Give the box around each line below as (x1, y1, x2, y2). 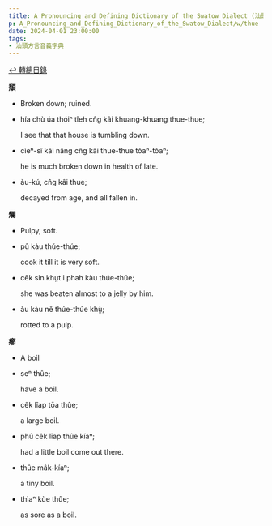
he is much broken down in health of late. (19, 161, 159, 171)
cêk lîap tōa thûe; (19, 400, 79, 410)
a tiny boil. (19, 479, 55, 489)
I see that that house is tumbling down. (19, 130, 150, 140)
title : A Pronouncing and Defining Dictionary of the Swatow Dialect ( (8, 11, 255, 20)
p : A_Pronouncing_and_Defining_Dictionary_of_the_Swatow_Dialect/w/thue (8, 19, 259, 28)
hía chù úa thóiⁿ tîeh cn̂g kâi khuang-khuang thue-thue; (19, 114, 206, 124)
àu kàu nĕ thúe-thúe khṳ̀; (19, 305, 105, 314)
